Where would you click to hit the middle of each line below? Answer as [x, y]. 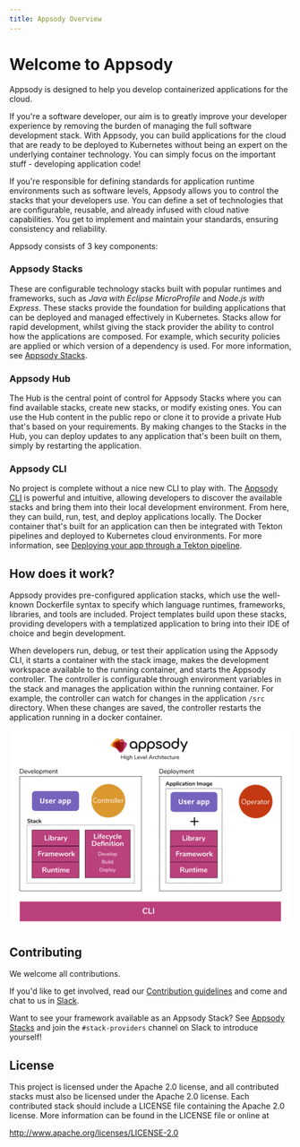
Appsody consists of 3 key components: [84, 246]
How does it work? [62, 573]
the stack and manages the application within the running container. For [142, 689]
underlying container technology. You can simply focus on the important [142, 154]
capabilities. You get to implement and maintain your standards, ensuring [144, 219]
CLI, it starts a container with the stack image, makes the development [139, 660]
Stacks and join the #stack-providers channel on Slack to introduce [134, 1028]
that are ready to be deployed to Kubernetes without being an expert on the [149, 144]
